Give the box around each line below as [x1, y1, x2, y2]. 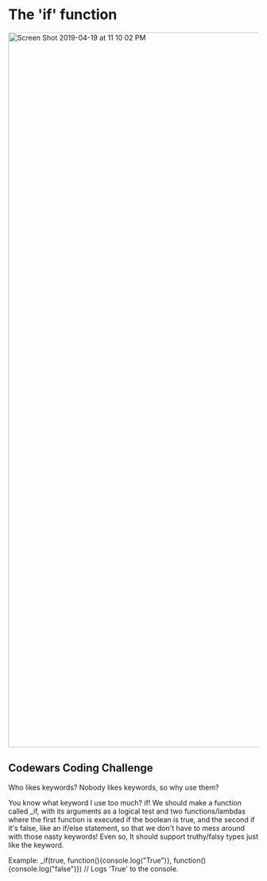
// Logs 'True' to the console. [83, 864, 179, 873]
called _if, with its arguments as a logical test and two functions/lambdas [8, 806, 246, 816]
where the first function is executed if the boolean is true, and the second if [8, 814, 255, 824]
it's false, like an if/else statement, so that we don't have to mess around [8, 823, 245, 833]
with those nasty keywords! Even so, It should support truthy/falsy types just [8, 832, 259, 841]
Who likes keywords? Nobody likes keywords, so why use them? [8, 782, 219, 792]
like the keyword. [8, 840, 64, 849]
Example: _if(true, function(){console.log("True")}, [8, 856, 172, 865]
